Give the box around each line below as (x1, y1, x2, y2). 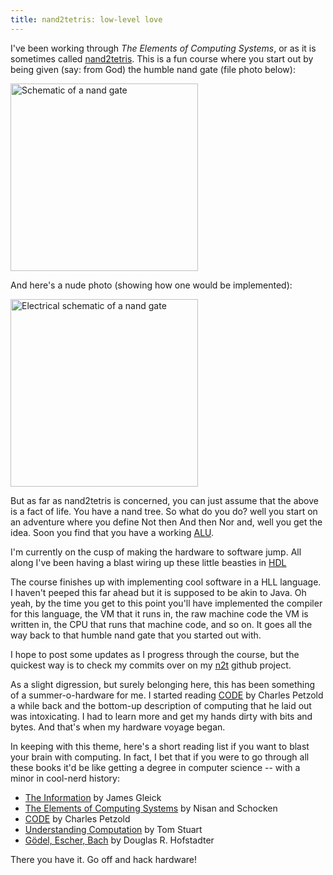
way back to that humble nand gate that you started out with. (10, 629, 262, 641)
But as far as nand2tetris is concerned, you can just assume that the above (10, 494, 319, 506)
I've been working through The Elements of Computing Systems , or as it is (10, 42, 317, 54)
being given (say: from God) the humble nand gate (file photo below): (10, 63, 296, 75)
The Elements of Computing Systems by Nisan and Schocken (24, 802, 278, 814)
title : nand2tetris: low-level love (10, 14, 163, 25)
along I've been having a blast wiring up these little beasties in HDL (10, 556, 287, 568)
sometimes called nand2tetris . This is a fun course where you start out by (10, 52, 314, 65)
